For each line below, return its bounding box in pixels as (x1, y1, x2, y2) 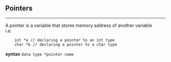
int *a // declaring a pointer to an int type (14, 38, 115, 43)
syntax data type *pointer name (5, 51, 74, 57)
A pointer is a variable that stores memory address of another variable (5, 22, 152, 28)
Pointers (5, 4, 33, 13)
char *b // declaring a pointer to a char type (14, 42, 117, 47)
